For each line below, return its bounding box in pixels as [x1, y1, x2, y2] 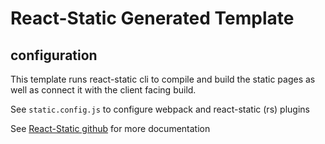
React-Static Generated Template [10, 7, 295, 30]
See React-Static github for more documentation [10, 123, 211, 134]
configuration [10, 47, 98, 64]
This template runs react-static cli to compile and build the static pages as [10, 73, 316, 85]
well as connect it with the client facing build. [10, 84, 197, 96]
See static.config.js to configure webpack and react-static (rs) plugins [10, 103, 310, 115]
